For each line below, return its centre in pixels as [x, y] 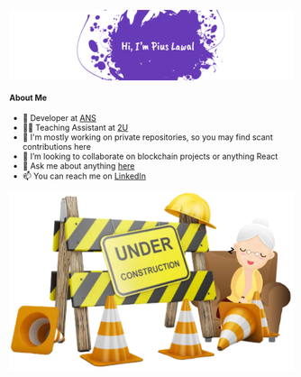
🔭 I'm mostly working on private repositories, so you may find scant [147, 137]
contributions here [57, 146]
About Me [28, 98]
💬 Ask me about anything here [78, 166]
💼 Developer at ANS [59, 117]
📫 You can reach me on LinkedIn [84, 176]
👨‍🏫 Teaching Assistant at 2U [75, 127]
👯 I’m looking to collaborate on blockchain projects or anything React [150, 156]
